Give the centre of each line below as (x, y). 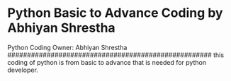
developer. (23, 70)
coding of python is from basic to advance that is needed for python (107, 62)
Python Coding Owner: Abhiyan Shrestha (67, 47)
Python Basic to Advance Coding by (115, 13)
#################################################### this (116, 55)
